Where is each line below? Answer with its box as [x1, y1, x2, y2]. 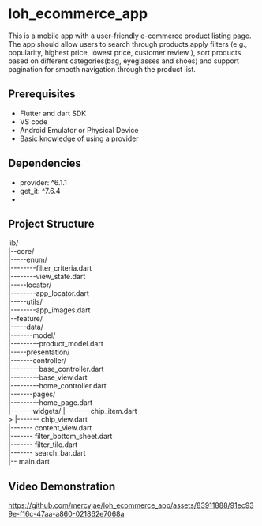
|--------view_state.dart [8, 272, 86, 282]
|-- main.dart [8, 456, 50, 467]
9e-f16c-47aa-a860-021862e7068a [8, 509, 125, 519]
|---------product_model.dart [8, 339, 104, 349]
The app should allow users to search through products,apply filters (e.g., [8, 39, 248, 48]
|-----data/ [8, 322, 43, 332]
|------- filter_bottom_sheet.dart [8, 432, 113, 441]
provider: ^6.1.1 [19, 177, 67, 187]
